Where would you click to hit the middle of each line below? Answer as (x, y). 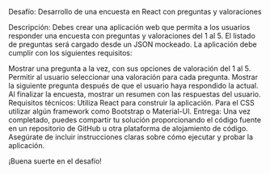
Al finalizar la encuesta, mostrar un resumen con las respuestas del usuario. (135, 94)
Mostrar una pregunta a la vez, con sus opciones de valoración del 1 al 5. (130, 68)
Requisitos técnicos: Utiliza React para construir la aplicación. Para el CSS (131, 103)
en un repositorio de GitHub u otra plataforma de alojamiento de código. (128, 128)
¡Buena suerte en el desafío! (55, 161)
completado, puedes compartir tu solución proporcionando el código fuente (135, 120)
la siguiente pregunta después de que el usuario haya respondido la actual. (133, 85)
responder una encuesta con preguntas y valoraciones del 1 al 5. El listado (132, 36)
